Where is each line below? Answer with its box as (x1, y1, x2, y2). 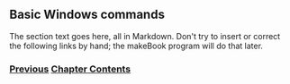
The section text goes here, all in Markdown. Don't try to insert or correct (9, 30, 281, 41)
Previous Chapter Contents (9, 63, 131, 75)
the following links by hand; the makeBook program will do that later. (9, 40, 264, 51)
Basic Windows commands (9, 7, 165, 22)
